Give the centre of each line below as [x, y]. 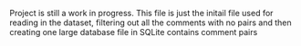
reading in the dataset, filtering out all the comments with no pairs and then [150, 23]
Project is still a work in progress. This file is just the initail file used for [141, 13]
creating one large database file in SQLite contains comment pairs [134, 32]
